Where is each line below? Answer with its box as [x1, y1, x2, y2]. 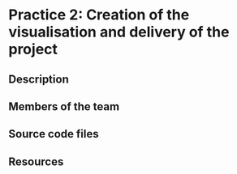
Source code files [8, 127, 99, 141]
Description [8, 72, 69, 86]
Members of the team [8, 100, 120, 113]
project [8, 40, 58, 58]
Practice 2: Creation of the [8, 6, 190, 24]
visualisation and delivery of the [8, 23, 230, 41]
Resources [8, 155, 64, 168]
